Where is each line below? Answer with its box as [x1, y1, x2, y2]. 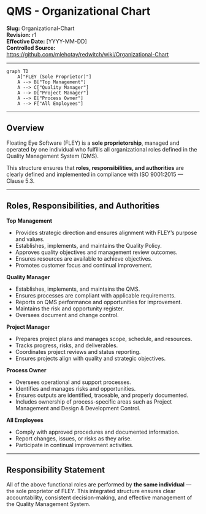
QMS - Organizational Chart [6, 4, 151, 18]
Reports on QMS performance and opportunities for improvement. [15, 298, 183, 305]
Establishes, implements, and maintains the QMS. [15, 285, 140, 293]
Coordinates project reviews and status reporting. [15, 348, 141, 355]
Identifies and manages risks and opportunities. [15, 385, 136, 392]
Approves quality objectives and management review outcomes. [15, 248, 178, 256]
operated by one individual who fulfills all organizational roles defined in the [6, 145, 197, 153]
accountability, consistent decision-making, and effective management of [6, 494, 193, 501]
